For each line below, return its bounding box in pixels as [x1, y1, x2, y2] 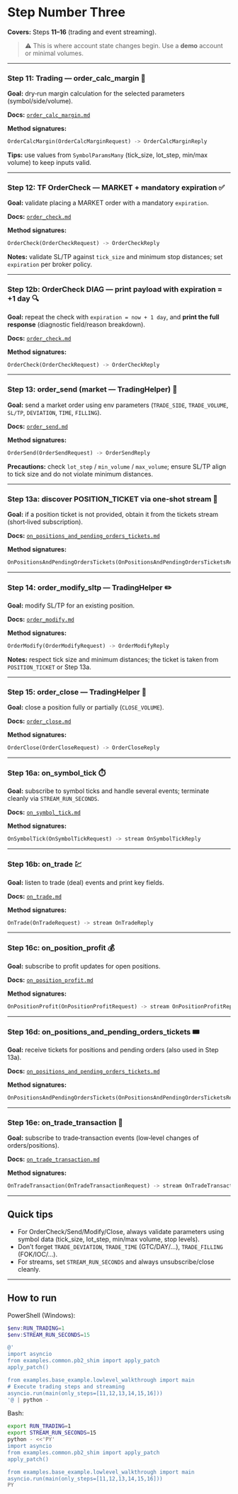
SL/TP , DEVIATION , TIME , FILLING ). [7, 408, 102, 416]
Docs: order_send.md [7, 422, 69, 430]
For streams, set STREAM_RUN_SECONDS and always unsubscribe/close [17, 1258, 215, 1266]
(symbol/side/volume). [7, 97, 73, 106]
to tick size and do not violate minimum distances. [7, 469, 154, 478]
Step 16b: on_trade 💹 [7, 860, 83, 869]
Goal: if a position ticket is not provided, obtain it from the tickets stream [7, 510, 219, 518]
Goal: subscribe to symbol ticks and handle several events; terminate [7, 787, 210, 795]
